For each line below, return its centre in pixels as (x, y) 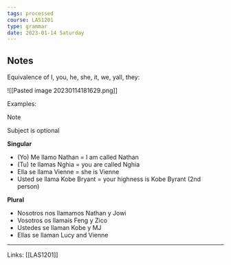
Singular (20, 144)
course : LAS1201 (30, 20)
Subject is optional (33, 131)
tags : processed (30, 13)
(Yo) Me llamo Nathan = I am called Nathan (78, 157)
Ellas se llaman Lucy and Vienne (63, 235)
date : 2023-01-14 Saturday (46, 33)
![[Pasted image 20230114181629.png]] (63, 91)
